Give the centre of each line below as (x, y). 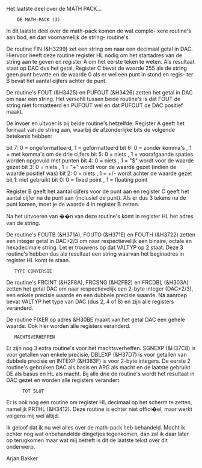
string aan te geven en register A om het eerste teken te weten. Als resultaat (100, 62)
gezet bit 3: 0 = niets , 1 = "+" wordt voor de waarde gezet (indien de (91, 167)
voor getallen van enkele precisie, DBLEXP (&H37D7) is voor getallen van (97, 355)
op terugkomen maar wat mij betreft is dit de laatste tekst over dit (87, 440)
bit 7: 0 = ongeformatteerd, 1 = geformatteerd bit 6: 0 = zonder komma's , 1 (99, 148)
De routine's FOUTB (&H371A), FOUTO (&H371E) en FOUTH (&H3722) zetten (101, 235)
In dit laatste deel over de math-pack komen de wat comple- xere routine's (99, 31)
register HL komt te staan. (38, 260)
